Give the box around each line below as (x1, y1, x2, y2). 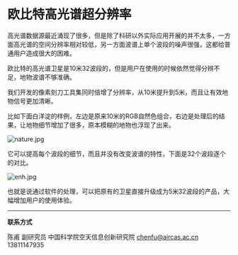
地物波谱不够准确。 (19, 72, 76, 81)
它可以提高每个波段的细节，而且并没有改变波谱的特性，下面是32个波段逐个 (7, 149, 227, 158)
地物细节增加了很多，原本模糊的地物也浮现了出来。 (25, 120, 175, 129)
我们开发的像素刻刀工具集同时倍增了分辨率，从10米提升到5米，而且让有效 (7, 88, 222, 96)
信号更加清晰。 (13, 96, 57, 105)
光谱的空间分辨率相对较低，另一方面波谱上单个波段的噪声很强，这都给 (19, 40, 225, 48)
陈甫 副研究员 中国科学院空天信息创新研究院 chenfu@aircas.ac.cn (7, 232, 199, 241)
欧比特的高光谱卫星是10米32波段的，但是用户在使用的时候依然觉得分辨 (7, 64, 214, 72)
